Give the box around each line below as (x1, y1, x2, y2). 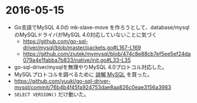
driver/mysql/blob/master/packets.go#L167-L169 (22, 44, 141, 51)
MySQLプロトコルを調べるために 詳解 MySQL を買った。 (14, 71, 153, 78)
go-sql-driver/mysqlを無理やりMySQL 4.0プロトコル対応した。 (14, 63, 168, 71)
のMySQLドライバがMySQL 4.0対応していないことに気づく (14, 31, 157, 38)
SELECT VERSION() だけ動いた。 (14, 91, 90, 98)
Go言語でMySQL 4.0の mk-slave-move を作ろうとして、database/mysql (14, 24, 190, 31)
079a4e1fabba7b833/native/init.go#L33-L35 (22, 57, 131, 64)
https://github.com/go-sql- (22, 38, 88, 45)
